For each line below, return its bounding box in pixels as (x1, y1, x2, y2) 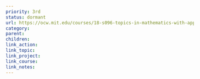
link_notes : (5, 64, 35, 70)
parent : (5, 31, 25, 37)
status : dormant (5, 14, 46, 20)
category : (5, 25, 30, 31)
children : (5, 36, 30, 42)
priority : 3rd (5, 8, 41, 15)
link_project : (5, 53, 41, 59)
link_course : (5, 58, 38, 64)
